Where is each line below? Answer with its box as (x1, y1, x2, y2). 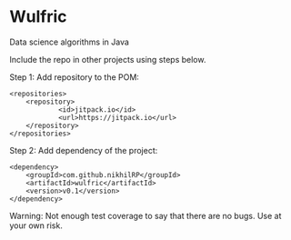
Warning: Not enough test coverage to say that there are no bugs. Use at (9, 210, 282, 221)
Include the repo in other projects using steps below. (9, 54, 206, 65)
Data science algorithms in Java (9, 36, 130, 47)
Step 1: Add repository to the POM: (9, 71, 139, 83)
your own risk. (9, 220, 64, 231)
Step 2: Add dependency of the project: (9, 145, 158, 155)
